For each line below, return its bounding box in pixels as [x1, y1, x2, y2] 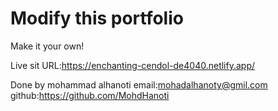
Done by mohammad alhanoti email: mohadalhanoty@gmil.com [10, 78, 268, 91]
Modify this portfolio [10, 7, 184, 30]
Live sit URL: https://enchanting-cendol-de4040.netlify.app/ [10, 59, 256, 71]
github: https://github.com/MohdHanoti [10, 89, 170, 101]
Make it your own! [10, 40, 85, 52]
